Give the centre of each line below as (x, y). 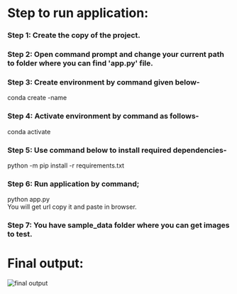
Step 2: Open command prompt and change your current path (116, 55)
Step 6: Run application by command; (73, 184)
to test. (20, 234)
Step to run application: (78, 13)
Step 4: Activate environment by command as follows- (103, 116)
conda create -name (37, 98)
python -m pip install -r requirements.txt (66, 165)
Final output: (45, 263)
